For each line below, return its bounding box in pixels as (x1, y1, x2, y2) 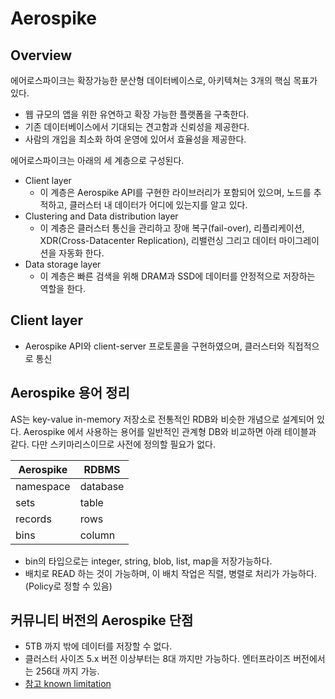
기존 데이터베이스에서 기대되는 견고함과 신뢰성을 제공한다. (24, 121, 250, 132)
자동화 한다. (58, 247, 105, 259)
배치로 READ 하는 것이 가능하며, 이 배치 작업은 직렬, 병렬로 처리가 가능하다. (24, 567, 317, 579)
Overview (10, 47, 73, 64)
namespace (15, 479, 71, 493)
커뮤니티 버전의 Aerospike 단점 (10, 612, 194, 629)
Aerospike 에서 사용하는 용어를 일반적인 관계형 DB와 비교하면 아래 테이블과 (23, 425, 317, 437)
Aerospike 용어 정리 (10, 385, 130, 402)
